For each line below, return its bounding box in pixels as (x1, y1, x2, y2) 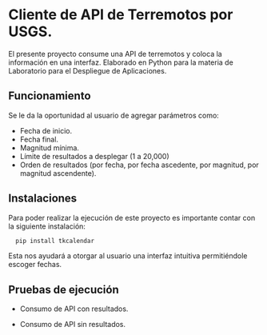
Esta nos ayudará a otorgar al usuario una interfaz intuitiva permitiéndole (8, 251, 248, 261)
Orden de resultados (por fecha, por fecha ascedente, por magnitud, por (19, 160, 260, 169)
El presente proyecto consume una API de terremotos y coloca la (8, 49, 222, 58)
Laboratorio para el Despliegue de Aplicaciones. (8, 66, 167, 75)
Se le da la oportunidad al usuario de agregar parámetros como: (8, 110, 220, 120)
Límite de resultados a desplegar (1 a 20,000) (19, 151, 169, 161)
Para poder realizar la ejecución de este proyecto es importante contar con (8, 213, 256, 222)
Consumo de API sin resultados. (19, 320, 126, 329)
